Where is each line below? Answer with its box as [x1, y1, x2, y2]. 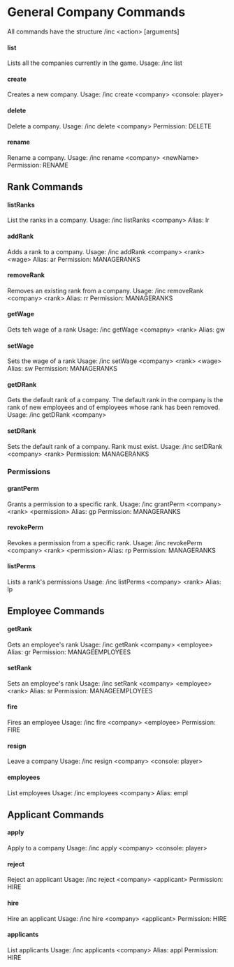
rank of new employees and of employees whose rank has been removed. [7, 403, 220, 412]
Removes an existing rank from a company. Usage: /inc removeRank [7, 286, 204, 295]
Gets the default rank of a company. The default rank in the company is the [7, 396, 224, 404]
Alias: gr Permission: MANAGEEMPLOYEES [7, 647, 131, 656]
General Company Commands [7, 4, 186, 20]
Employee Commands [7, 605, 105, 617]
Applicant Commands [7, 809, 105, 820]
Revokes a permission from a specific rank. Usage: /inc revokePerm [7, 538, 203, 547]
